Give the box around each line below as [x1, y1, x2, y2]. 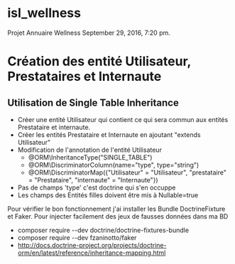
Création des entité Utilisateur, [7, 53, 192, 70]
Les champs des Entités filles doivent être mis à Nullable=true [17, 190, 199, 199]
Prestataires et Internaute [7, 69, 162, 84]
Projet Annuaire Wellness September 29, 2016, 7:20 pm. [7, 28, 170, 37]
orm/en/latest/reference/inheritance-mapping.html [17, 248, 166, 257]
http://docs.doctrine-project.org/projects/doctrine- [17, 241, 167, 249]
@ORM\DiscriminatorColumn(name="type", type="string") [28, 160, 200, 169]
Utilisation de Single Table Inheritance [7, 97, 179, 109]
